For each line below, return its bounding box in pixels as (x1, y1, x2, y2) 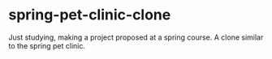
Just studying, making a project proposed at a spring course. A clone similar (8, 32, 264, 42)
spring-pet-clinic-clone (8, 6, 171, 24)
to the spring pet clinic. (8, 40, 86, 50)
